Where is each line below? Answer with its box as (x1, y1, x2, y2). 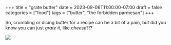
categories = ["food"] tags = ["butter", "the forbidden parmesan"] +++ (5, 10, 155, 16)
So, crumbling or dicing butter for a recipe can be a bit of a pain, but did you (5, 20, 166, 25)
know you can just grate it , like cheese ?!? (5, 25, 92, 31)
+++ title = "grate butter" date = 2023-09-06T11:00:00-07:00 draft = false (5, 5, 162, 10)
